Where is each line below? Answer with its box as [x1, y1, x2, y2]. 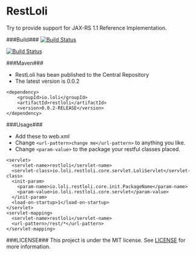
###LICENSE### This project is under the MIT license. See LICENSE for [6, 236, 186, 244]
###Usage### [6, 121, 43, 128]
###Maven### [6, 59, 44, 66]
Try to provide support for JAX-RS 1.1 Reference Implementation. [6, 24, 168, 31]
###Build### [6, 36, 39, 43]
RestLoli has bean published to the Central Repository [15, 71, 149, 78]
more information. [6, 243, 51, 250]
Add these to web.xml [15, 132, 70, 140]
